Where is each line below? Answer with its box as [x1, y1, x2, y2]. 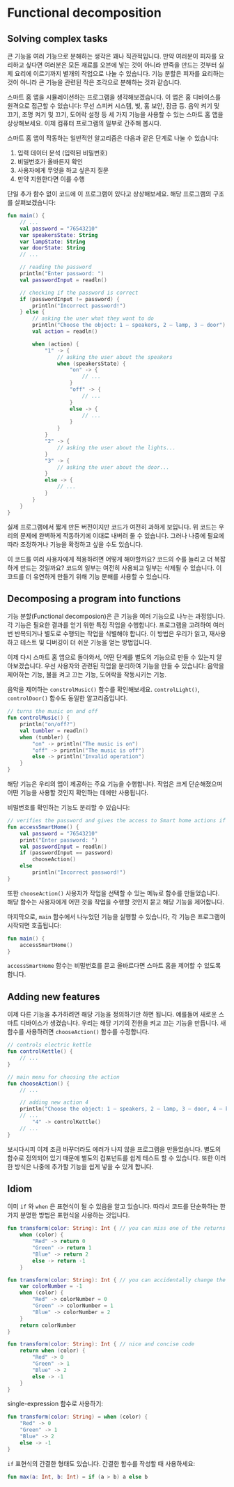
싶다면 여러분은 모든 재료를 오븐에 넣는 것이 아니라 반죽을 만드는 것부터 [25, 61, 217, 69]
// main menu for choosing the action [7, 1073, 120, 1081]
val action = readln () [32, 328, 98, 335]
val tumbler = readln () [19, 727, 89, 734]
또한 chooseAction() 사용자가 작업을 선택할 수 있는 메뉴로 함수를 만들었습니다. [7, 888, 220, 897]
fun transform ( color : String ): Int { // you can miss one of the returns [7, 1225, 226, 1232]
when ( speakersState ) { [56, 360, 127, 367]
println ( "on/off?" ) [19, 721, 77, 728]
